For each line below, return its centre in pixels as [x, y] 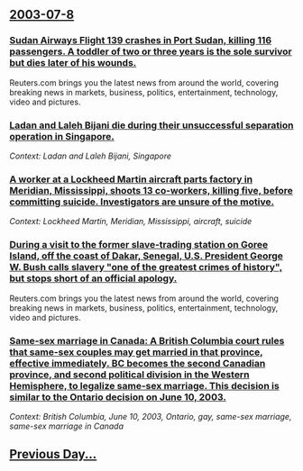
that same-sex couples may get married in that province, [136, 352]
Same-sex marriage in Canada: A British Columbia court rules [147, 340]
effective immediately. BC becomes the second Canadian [138, 363]
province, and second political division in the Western [129, 375]
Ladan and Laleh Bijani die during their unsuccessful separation [152, 125]
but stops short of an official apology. [93, 278]
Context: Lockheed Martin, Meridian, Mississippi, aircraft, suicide [131, 222]
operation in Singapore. [62, 136]
